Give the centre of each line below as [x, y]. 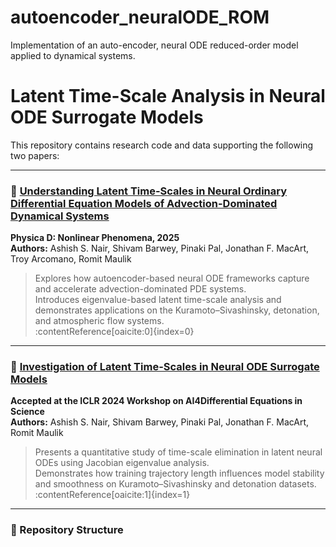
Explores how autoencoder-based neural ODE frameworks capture [172, 278]
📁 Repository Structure [67, 530]
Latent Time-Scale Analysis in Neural [168, 96]
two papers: [35, 155]
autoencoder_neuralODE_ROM [140, 17]
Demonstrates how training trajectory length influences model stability [179, 473]
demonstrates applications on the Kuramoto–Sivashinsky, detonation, [177, 310]
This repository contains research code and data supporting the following [162, 145]
